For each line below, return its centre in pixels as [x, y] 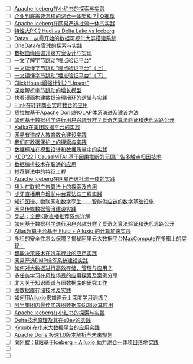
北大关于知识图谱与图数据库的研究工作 [60, 283]
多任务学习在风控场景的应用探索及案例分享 [66, 275]
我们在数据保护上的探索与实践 [50, 142]
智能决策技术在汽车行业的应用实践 [55, 253]
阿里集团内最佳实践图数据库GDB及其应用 [63, 305]
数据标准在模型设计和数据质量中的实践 [60, 149]
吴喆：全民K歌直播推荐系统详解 [52, 216]
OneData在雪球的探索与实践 [48, 45]
